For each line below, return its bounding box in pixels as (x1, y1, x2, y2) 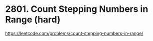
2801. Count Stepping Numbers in (5, 3, 149, 15)
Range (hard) (5, 14, 61, 25)
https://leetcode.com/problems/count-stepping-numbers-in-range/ (5, 30, 144, 36)
